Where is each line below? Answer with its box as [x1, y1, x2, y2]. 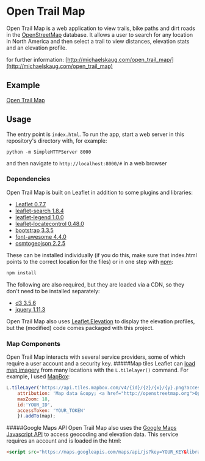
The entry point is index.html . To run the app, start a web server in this [6, 130, 184, 138]
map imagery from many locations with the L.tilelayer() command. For [6, 366, 189, 374]
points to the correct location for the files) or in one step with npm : [6, 258, 174, 265]
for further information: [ [6, 56, 68, 63]
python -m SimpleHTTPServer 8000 [6, 149, 92, 155]
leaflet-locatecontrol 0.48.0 [15, 220, 84, 227]
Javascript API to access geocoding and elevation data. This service [6, 430, 179, 438]
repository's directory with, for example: [6, 137, 107, 144]
